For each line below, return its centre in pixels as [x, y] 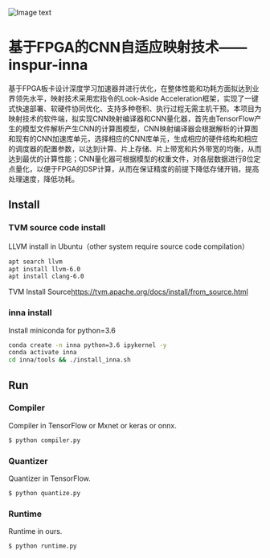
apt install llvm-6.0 [45, 269]
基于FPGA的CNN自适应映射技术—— [128, 48]
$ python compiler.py [45, 440]
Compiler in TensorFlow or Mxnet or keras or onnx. [92, 425]
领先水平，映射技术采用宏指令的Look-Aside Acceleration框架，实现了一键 [137, 98]
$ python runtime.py [43, 546]
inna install [30, 312]
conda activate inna [43, 353]
